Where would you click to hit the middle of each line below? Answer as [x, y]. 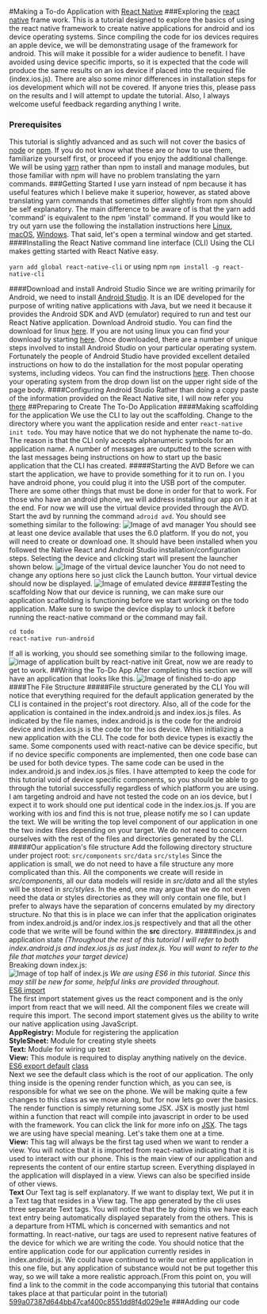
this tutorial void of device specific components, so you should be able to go [134, 780]
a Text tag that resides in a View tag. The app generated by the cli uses [125, 1201]
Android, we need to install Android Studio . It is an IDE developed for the [127, 297]
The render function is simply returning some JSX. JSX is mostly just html [129, 1108]
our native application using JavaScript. [74, 1024]
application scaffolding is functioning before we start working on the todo [129, 601]
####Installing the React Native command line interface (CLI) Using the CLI [132, 243]
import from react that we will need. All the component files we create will [129, 1007]
